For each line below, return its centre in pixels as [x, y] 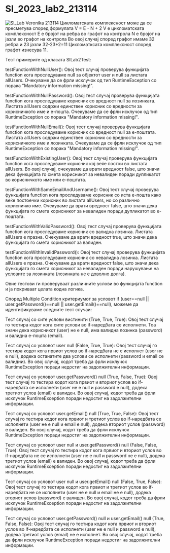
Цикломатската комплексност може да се [106, 23]
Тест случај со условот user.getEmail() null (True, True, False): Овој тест [82, 413]
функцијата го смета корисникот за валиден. [54, 242]
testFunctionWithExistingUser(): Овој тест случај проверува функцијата [81, 158]
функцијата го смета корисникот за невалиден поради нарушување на [82, 268]
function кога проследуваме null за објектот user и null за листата [76, 75]
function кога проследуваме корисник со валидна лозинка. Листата [79, 232]
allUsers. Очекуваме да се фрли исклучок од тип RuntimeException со [81, 80]
